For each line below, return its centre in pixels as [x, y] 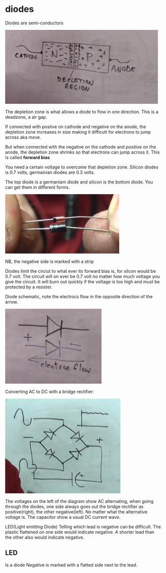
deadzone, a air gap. [26, 117]
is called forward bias [28, 157]
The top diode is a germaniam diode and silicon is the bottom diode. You [79, 182]
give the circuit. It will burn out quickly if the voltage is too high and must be [83, 281]
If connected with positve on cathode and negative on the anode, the [76, 126]
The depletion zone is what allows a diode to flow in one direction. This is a [82, 112]
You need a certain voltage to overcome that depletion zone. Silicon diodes [82, 167]
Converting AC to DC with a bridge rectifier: [50, 392]
